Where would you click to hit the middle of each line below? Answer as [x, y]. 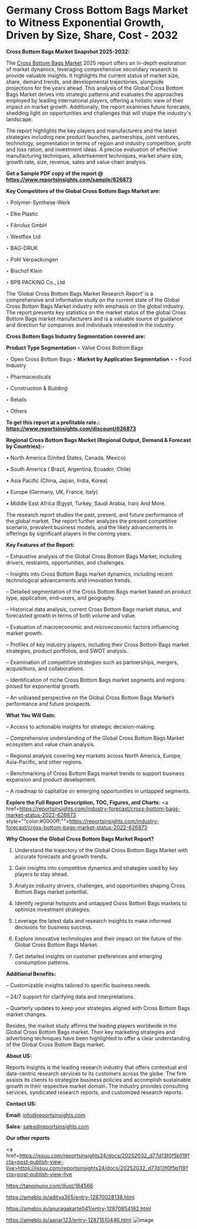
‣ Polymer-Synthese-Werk [38, 202]
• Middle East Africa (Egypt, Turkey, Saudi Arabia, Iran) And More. [86, 503]
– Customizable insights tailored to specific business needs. [79, 985]
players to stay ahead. [41, 874]
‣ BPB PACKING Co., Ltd [36, 282]
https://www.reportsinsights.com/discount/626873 [71, 429]
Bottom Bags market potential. [51, 892]
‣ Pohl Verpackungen [32, 259]
